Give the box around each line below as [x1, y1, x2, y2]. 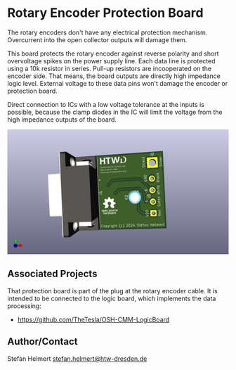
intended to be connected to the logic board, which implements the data [7, 294, 216, 302]
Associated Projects [7, 268, 98, 280]
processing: [7, 301, 42, 310]
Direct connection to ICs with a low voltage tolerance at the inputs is [7, 100, 205, 108]
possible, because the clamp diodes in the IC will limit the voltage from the [7, 108, 223, 116]
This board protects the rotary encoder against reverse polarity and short [7, 49, 219, 58]
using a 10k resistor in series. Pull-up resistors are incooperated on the [7, 64, 212, 72]
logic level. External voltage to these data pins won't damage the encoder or [7, 79, 228, 87]
